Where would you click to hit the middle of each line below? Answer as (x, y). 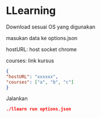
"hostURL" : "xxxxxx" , (32, 77)
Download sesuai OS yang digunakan (51, 27)
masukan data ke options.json (42, 38)
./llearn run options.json (39, 109)
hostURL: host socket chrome (42, 49)
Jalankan (17, 99)
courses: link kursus (30, 60)
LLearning (31, 11)
